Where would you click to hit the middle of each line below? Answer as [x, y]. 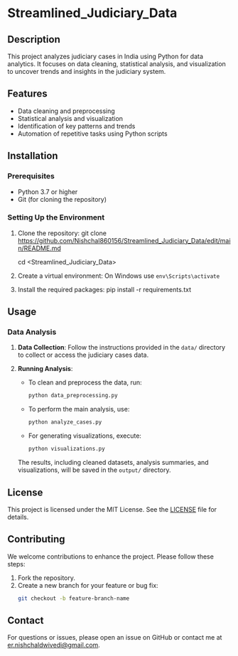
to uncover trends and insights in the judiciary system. [87, 71]
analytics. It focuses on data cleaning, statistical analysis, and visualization [117, 64]
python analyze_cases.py [65, 422]
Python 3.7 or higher [48, 192]
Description [34, 39]
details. [18, 517]
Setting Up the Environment [56, 217]
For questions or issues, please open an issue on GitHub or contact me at [115, 638]
